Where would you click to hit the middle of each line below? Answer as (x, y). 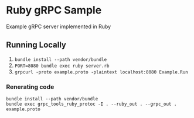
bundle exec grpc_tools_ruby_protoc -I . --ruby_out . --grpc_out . (91, 104)
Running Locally (36, 45)
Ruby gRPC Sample (54, 10)
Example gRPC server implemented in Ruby (59, 26)
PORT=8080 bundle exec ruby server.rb (62, 66)
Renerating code (30, 87)
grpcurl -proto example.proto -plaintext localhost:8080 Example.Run (101, 72)
